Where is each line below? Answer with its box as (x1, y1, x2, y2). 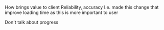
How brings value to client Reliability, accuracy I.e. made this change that (5, 4, 159, 10)
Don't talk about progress (5, 19, 59, 25)
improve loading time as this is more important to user (5, 9, 119, 15)
